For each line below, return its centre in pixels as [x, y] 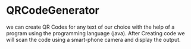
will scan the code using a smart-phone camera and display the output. [93, 39]
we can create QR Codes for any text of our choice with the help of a [90, 27]
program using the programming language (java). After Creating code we [96, 33]
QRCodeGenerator [53, 10]
